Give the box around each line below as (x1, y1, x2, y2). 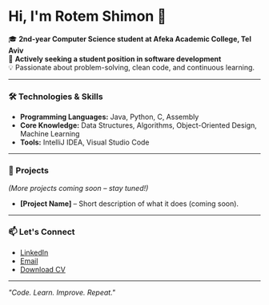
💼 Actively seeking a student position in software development (8, 53, 222, 63)
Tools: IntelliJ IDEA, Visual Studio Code (19, 137, 150, 147)
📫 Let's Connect (8, 227, 75, 238)
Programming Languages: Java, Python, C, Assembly (19, 112, 199, 122)
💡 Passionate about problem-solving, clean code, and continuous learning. (8, 62, 255, 72)
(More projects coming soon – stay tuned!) (8, 183, 149, 192)
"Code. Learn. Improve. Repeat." (8, 287, 116, 297)
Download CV (19, 264, 66, 274)
